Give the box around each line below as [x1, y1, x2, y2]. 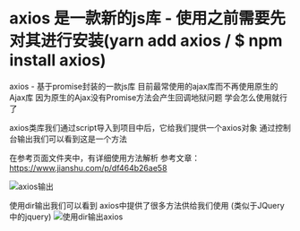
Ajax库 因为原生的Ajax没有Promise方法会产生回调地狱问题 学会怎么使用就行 [9, 91, 288, 103]
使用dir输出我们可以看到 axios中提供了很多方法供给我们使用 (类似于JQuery [9, 200, 285, 210]
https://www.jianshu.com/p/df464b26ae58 [9, 162, 167, 173]
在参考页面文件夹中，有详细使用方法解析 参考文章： [9, 152, 200, 163]
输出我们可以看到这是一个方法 [16, 133, 127, 144]
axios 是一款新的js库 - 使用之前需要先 [9, 8, 287, 29]
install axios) [9, 50, 107, 71]
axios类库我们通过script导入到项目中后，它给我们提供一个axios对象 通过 [9, 122, 276, 133]
